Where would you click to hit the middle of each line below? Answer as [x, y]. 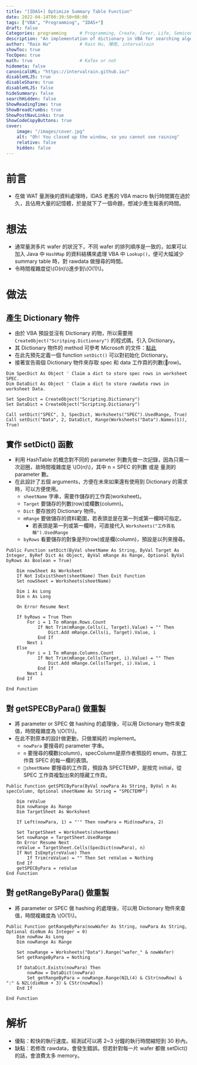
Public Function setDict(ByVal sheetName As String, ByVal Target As [93, 550]
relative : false [37, 142]
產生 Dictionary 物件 [43, 318]
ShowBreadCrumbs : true [34, 110]
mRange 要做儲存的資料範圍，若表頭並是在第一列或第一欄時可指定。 [104, 518]
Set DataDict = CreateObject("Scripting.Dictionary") [73, 405]
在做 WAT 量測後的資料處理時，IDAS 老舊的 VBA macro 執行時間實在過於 [102, 196]
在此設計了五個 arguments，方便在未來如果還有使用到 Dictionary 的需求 [101, 482]
